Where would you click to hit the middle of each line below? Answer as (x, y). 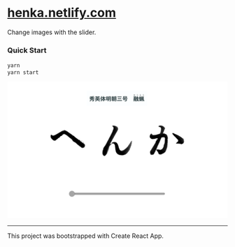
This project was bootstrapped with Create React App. (86, 236)
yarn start (23, 73)
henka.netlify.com (62, 13)
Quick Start (27, 50)
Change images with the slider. (52, 32)
